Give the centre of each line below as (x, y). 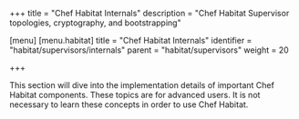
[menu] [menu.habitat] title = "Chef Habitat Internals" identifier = (131, 40)
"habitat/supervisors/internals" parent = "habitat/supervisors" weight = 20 (149, 50)
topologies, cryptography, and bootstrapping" (95, 23)
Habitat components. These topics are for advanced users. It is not (135, 95)
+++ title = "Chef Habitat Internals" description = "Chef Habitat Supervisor (149, 13)
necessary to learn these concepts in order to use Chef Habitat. (129, 104)
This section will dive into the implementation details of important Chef (142, 85)
